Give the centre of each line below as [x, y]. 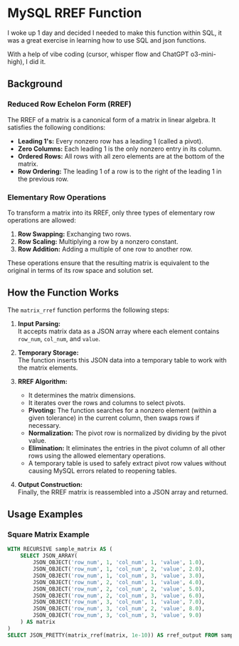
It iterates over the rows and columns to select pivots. [107, 402]
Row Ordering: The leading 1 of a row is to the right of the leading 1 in [119, 171]
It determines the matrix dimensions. [82, 395]
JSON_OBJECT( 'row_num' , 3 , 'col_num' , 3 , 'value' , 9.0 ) [117, 615]
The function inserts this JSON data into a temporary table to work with [122, 360]
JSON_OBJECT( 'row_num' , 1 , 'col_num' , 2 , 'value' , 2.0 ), [119, 569]
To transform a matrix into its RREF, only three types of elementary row [111, 212]
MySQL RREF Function [75, 13]
